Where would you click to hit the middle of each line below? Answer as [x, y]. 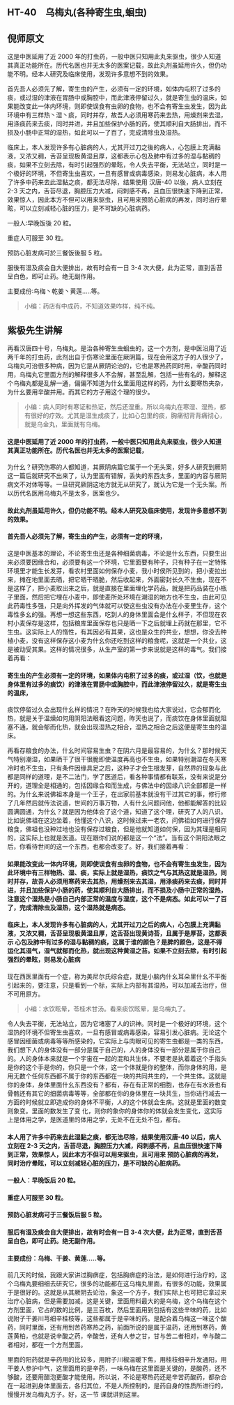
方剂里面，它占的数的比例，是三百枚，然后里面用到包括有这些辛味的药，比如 [117, 1310]
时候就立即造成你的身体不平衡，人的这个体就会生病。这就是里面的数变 [126, 1102]
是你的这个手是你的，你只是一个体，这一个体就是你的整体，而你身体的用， [114, 1067]
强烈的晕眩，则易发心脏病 [44, 960]
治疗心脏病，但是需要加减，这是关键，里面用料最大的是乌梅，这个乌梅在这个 [117, 1301]
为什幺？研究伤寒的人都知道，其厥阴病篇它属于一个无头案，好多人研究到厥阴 [117, 467]
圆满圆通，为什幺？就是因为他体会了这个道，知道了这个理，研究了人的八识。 [117, 812]
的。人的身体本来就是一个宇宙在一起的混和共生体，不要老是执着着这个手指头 [117, 1059]
